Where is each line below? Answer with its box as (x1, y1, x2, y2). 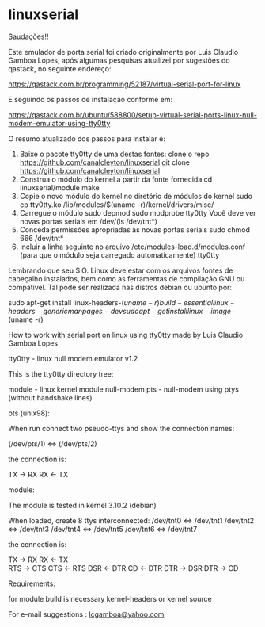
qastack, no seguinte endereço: (8, 63, 112, 73)
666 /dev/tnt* (19, 233, 64, 243)
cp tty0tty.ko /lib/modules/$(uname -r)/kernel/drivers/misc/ (19, 200, 214, 209)
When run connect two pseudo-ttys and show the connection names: (8, 423, 235, 433)
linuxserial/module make (19, 182, 100, 192)
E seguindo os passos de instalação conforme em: (8, 94, 173, 104)
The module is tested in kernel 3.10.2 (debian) (8, 500, 157, 510)
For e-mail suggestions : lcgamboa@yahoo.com (8, 609, 165, 619)
